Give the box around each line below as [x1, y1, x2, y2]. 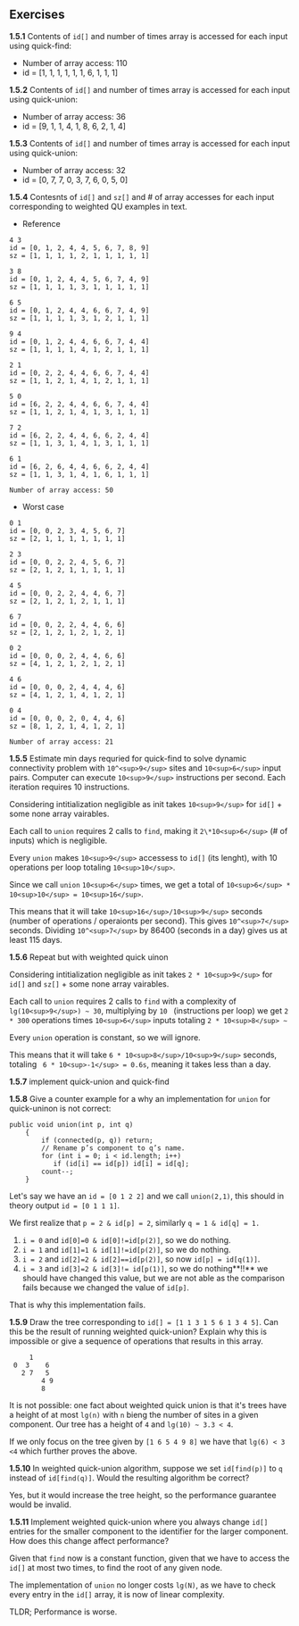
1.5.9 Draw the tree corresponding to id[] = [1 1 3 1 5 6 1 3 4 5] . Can [9, 1316, 279, 1327]
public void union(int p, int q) [9, 1120, 134, 1129]
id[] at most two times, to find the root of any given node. [9, 1562, 223, 1572]
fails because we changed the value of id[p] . [21, 1281, 189, 1293]
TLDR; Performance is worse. [9, 1606, 118, 1617]
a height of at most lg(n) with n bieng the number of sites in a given [9, 1409, 259, 1420]
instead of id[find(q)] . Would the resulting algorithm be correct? [9, 1472, 250, 1483]
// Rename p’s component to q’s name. [41, 1143, 186, 1153]
